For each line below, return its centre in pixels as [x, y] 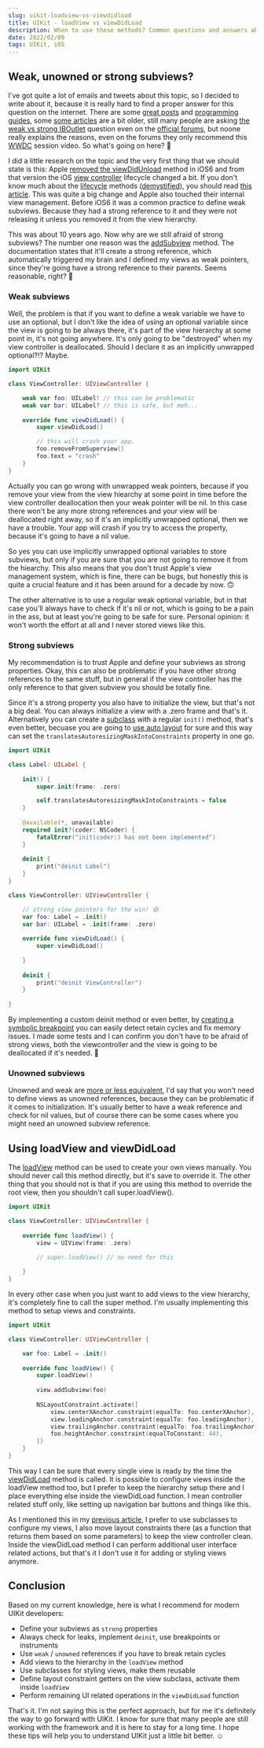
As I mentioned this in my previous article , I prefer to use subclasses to [123, 1519]
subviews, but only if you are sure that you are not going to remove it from [128, 560]
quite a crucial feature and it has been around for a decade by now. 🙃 [121, 584]
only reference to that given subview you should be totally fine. [110, 688]
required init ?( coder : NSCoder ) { [79, 830]
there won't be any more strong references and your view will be [113, 511]
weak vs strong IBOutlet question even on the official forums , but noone [125, 129]
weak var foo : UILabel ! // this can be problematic [108, 398]
